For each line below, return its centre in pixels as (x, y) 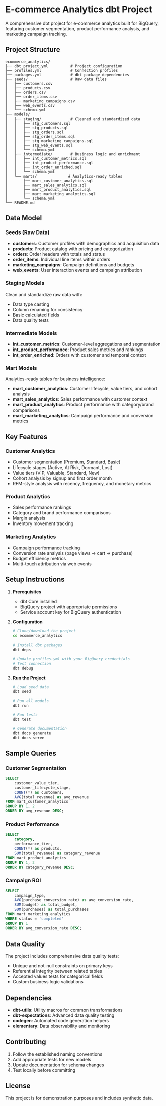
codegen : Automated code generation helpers (61, 1021)
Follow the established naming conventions (57, 1054)
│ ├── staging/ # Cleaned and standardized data (73, 119)
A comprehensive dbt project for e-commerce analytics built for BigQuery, (82, 23)
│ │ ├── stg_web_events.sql (39, 145)
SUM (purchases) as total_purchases (52, 910)
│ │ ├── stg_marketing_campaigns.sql (49, 141)
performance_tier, (33, 844)
